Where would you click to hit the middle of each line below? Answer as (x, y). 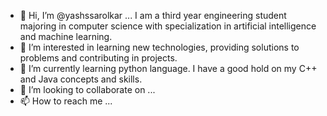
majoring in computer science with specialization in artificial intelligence (168, 26)
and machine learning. (66, 36)
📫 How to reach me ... (66, 101)
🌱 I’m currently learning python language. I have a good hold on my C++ (168, 68)
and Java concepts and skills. (81, 79)
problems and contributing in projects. (98, 58)
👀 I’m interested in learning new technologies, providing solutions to (159, 47)
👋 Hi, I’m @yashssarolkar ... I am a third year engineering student (153, 15)
